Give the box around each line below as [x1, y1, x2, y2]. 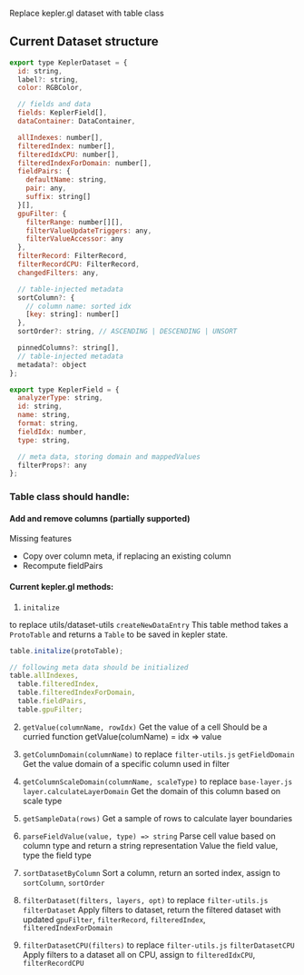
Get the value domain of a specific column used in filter [22, 758, 230, 769]
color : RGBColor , [17, 84, 83, 93]
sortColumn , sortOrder [22, 877, 105, 888]
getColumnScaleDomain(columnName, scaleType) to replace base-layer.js [22, 776, 293, 787]
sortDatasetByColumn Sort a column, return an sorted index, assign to [22, 867, 281, 878]
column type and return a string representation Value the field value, [22, 840, 279, 851]
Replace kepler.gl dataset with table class [9, 8, 165, 18]
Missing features [9, 533, 73, 544]
